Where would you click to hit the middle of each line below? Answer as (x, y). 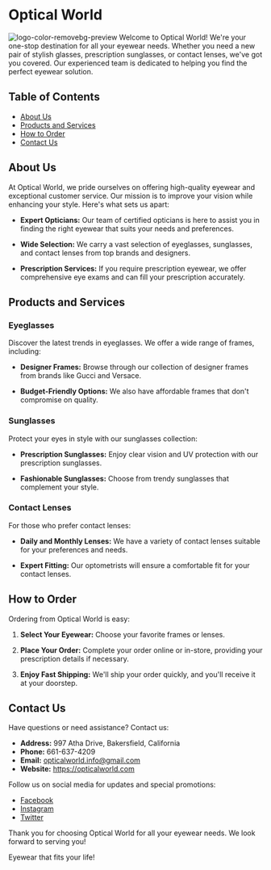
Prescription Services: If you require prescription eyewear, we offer (133, 268)
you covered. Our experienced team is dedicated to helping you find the (128, 63)
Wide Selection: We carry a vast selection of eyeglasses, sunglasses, (136, 244)
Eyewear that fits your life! (52, 857)
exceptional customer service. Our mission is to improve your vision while (131, 195)
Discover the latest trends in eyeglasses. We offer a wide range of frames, (131, 343)
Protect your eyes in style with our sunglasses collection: (103, 439)
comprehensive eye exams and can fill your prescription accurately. (133, 277)
